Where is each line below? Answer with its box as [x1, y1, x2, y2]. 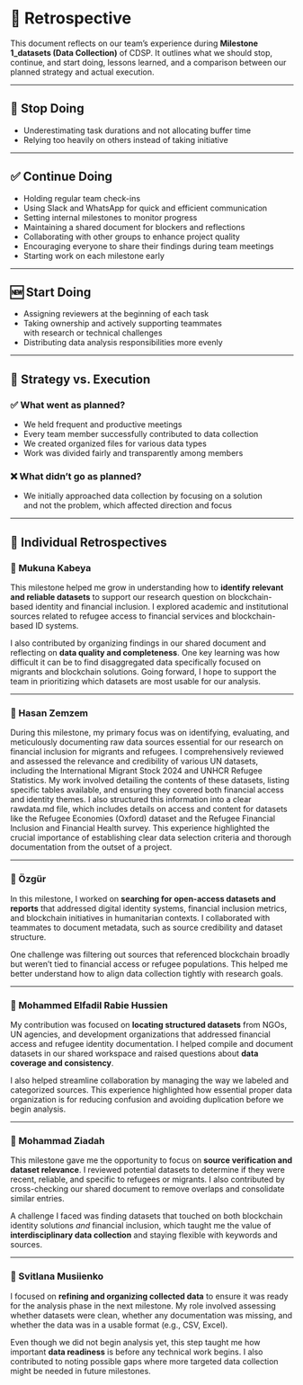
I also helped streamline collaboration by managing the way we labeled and [10, 1075, 290, 1086]
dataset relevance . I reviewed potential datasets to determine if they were [10, 1165, 286, 1175]
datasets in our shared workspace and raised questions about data [10, 1048, 259, 1059]
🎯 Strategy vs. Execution [10, 371, 151, 387]
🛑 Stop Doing [10, 101, 85, 116]
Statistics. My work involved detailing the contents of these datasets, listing [10, 775, 290, 786]
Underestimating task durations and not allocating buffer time [22, 125, 251, 136]
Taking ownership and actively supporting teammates [22, 318, 223, 329]
